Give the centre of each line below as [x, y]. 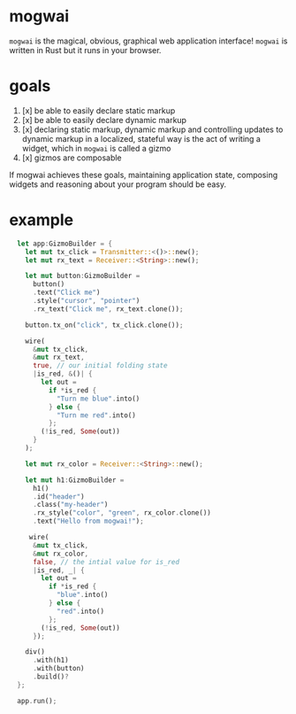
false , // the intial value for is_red [106, 562]
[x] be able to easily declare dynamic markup [104, 120]
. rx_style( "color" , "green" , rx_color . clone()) [122, 513]
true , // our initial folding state [100, 366]
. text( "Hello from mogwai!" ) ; [88, 521]
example [42, 220]
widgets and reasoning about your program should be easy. [118, 184]
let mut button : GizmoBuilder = [83, 276]
